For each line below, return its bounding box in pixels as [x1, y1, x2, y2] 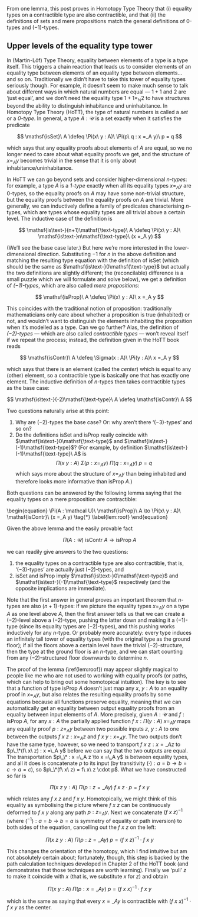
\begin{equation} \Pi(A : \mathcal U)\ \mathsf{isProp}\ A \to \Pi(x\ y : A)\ [6, 507, 181, 514]
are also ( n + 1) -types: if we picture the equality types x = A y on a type [21, 602, 189, 611]
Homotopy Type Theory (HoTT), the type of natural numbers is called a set [6, 108, 188, 115]
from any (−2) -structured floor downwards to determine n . [6, 654, 148, 661]
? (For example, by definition [74, 444, 143, 451]
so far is [6, 772, 27, 779]
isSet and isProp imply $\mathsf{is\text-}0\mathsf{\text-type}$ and [15, 572, 179, 579]
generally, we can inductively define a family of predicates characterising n [6, 202, 189, 209]
